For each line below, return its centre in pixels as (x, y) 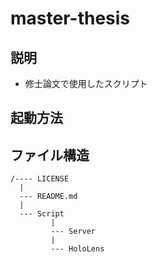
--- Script (42, 214)
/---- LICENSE (40, 179)
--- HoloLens (77, 249)
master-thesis (70, 18)
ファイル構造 (50, 155)
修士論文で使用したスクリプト (86, 83)
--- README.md (48, 197)
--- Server (73, 232)
